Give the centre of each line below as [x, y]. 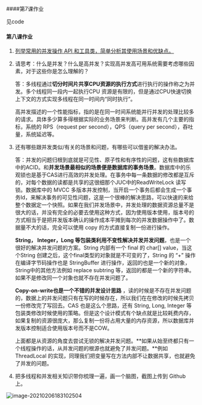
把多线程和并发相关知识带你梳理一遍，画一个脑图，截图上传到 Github [100, 376]
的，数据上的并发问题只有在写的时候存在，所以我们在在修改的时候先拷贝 [104, 298]
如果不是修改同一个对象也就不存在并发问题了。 [73, 278]
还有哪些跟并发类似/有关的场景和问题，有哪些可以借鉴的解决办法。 [97, 147]
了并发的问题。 [33, 364]
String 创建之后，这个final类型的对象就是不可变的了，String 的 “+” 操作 [108, 255]
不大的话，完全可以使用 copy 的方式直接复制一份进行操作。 [99, 228]
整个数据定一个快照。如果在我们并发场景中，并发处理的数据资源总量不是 [104, 205]
